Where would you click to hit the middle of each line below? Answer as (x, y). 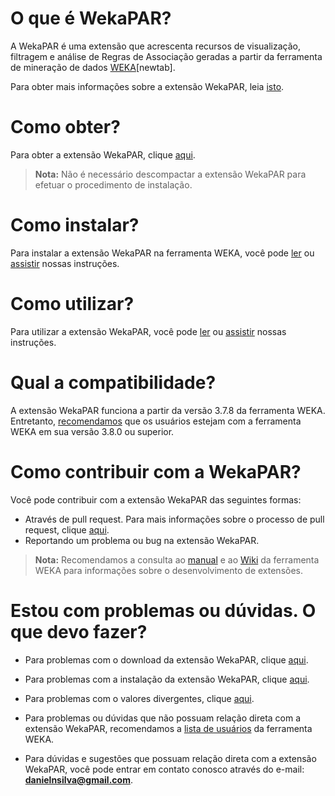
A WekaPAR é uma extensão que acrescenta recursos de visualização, (155, 46)
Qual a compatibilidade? (113, 382)
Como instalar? (75, 225)
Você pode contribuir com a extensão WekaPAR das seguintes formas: (156, 499)
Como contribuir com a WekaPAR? (156, 471)
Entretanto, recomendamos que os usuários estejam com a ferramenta (156, 421)
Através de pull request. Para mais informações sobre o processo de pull (174, 519)
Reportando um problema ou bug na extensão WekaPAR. (142, 540)
